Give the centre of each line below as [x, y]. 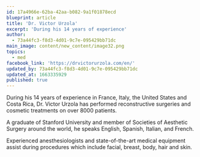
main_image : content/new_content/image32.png [65, 46]
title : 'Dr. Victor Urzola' [42, 23]
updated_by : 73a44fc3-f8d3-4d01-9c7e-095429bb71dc [72, 69]
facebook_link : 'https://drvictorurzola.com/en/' [71, 63]
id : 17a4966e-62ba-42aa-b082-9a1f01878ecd [61, 12]
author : [16, 35]
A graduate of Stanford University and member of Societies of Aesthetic [97, 122]
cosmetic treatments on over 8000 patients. [62, 111]
